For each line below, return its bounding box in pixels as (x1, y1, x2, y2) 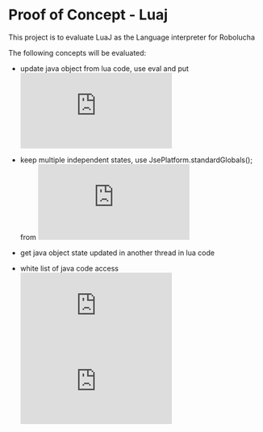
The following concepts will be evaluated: (8, 48, 147, 57)
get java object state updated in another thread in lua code (19, 248, 215, 258)
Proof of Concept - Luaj (8, 6, 168, 24)
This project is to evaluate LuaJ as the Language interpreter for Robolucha (8, 32, 256, 42)
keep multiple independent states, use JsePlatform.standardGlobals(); (19, 155, 253, 165)
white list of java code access (19, 263, 119, 273)
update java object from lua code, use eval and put (19, 63, 190, 73)
